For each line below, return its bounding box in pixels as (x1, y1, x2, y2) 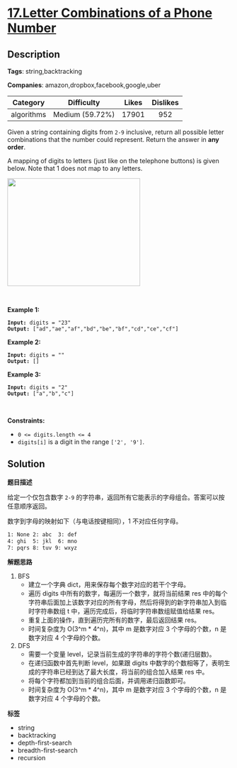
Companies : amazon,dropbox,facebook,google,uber (7, 81, 161, 89)
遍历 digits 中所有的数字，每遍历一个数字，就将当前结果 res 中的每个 (28, 589, 228, 598)
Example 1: (7, 306, 40, 313)
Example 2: (7, 338, 41, 346)
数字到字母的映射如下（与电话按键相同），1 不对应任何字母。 (7, 516, 183, 525)
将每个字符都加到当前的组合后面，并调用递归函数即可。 (28, 677, 190, 685)
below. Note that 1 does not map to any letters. (7, 165, 143, 172)
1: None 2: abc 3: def (7, 530, 78, 538)
